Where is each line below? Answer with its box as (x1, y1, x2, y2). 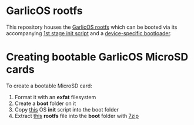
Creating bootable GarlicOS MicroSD (6, 50, 189, 64)
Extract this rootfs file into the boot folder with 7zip (14, 112, 139, 119)
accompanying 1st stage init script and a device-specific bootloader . (6, 29, 172, 36)
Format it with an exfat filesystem (14, 93, 96, 100)
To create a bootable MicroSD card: (6, 82, 92, 89)
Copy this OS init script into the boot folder (14, 106, 119, 113)
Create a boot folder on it (14, 100, 76, 107)
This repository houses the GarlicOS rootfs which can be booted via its (6, 23, 178, 31)
